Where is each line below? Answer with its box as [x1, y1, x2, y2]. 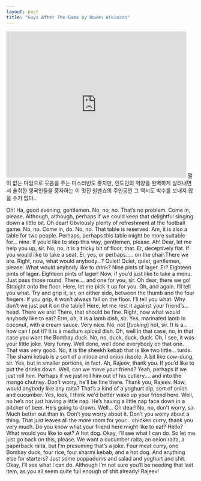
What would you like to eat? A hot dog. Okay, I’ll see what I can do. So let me [6, 429, 196, 437]
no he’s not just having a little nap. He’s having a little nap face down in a [6, 397, 185, 405]
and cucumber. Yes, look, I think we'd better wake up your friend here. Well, [6, 391, 194, 398]
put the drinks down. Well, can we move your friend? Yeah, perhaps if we [6, 365, 187, 372]
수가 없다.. [12, 194, 37, 202]
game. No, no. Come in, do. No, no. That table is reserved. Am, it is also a [6, 226, 188, 233]
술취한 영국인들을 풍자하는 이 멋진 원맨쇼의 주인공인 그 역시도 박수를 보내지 [12, 187, 187, 194]
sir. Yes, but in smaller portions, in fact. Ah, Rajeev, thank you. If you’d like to [6, 359, 195, 366]
